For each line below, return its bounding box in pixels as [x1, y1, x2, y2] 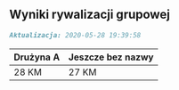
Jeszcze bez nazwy [68, 51, 154, 63]
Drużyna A [13, 51, 61, 63]
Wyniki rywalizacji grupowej [9, 7, 171, 22]
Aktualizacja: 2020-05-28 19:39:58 [9, 30, 142, 39]
